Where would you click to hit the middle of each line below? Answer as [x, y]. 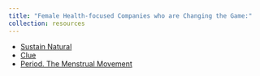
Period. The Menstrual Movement [76, 63]
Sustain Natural [46, 46]
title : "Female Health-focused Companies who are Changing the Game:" [130, 16]
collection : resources [47, 23]
